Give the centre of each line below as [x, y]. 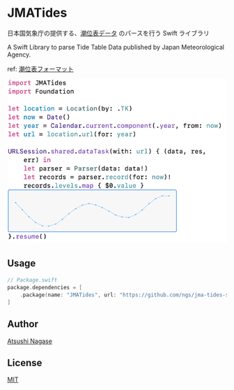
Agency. [19, 55]
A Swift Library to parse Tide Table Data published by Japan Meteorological [116, 47]
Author [23, 324]
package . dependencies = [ [45, 288]
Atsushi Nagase [30, 341]
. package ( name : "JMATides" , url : [68, 295]
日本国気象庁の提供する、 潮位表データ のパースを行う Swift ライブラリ [109, 33]
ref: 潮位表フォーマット [41, 68]
